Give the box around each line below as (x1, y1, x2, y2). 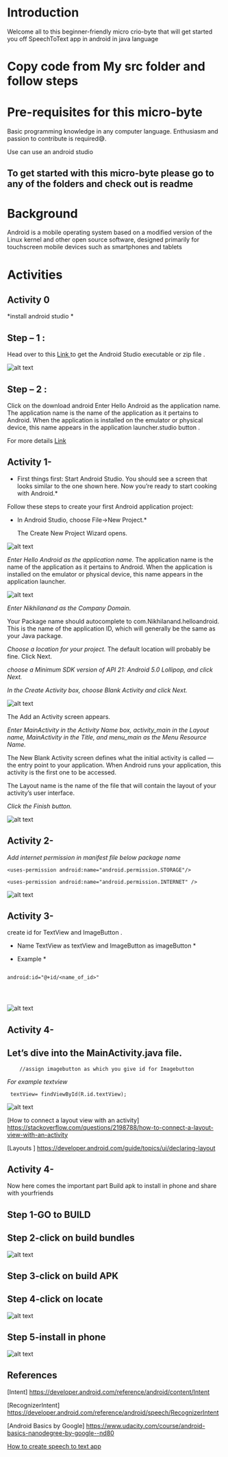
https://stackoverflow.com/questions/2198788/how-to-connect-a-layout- (7, 1123, 214, 1131)
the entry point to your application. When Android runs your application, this (7, 761, 221, 769)
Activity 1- (7, 457, 52, 468)
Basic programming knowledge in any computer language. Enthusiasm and (7, 127, 218, 136)
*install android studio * (7, 312, 74, 320)
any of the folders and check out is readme (7, 178, 194, 190)
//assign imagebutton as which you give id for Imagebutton (19, 1065, 194, 1072)
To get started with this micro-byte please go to (7, 168, 214, 179)
